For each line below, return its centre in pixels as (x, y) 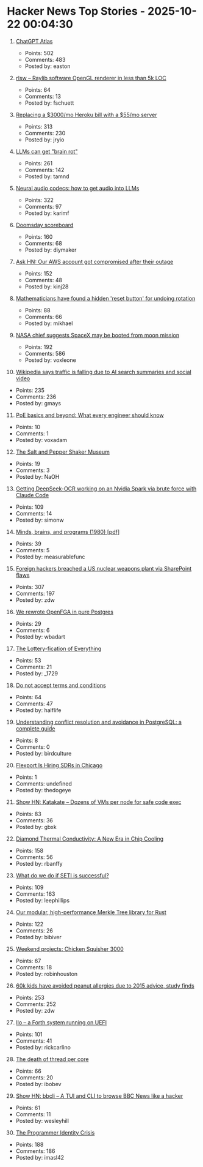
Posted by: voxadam (41, 440)
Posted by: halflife (38, 710)
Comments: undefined (44, 783)
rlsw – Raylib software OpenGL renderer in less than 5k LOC (91, 78)
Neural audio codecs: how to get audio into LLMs (77, 188)
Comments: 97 (43, 206)
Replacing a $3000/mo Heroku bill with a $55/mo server (86, 114)
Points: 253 (30, 997)
